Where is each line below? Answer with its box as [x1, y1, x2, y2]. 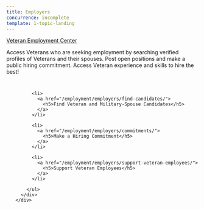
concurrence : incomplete [6, 15, 69, 21]
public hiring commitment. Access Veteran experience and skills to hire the [6, 62, 194, 69]
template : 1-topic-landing [6, 20, 75, 26]
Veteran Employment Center [6, 37, 77, 44]
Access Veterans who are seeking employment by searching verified [6, 49, 179, 56]
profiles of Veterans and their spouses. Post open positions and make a [6, 55, 186, 63]
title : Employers [6, 9, 51, 15]
